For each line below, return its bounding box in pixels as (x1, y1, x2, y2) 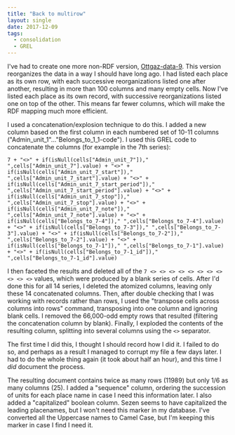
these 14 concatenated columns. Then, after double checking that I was (7, 289, 215, 297)
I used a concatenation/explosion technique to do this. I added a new (7, 121, 207, 128)
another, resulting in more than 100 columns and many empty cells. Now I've (7, 85, 229, 93)
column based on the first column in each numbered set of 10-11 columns (7, 128, 220, 136)
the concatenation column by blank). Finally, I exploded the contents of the (7, 319, 223, 327)
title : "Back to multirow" (7, 10, 86, 18)
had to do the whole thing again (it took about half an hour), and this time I (7, 355, 222, 363)
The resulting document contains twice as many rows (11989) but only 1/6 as (7, 376, 229, 384)
